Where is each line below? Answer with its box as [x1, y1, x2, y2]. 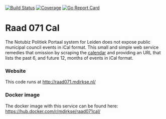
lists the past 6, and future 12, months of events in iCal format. [5, 55, 133, 61]
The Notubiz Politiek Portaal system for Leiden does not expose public [5, 39, 151, 45]
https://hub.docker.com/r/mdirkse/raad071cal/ [5, 108, 101, 114]
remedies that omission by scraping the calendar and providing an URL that [5, 49, 161, 55]
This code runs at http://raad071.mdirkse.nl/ [5, 79, 96, 85]
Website [5, 67, 26, 74]
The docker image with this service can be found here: [5, 103, 118, 109]
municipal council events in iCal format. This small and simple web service [5, 44, 159, 50]
